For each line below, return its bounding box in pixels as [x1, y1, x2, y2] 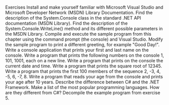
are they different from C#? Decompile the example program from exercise [5, 90, 160, 95]
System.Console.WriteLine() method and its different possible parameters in [5, 26, 163, 32]
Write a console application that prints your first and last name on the [5, 47, 149, 53]
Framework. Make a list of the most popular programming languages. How [5, 84, 160, 90]
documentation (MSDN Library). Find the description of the [5, 20, 128, 26]
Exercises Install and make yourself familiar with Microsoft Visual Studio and [5, 5, 163, 10]
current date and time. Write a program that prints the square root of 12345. [5, 63, 162, 69]
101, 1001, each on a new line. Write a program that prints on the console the [5, 58, 163, 63]
